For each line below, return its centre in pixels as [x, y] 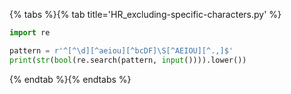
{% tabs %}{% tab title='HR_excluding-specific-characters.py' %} [145, 14]
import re [30, 33]
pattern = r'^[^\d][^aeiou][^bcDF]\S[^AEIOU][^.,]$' [121, 50]
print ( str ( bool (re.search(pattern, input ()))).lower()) [128, 60]
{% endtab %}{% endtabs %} [70, 79]
